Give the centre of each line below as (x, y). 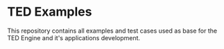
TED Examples (50, 12)
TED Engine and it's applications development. (74, 37)
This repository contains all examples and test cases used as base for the (112, 31)
